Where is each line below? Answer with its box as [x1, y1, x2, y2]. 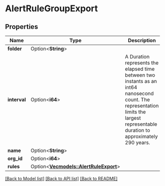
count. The [125, 96, 150, 103]
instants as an [125, 78, 157, 84]
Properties [5, 23, 38, 31]
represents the [125, 59, 159, 66]
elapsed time [125, 66, 155, 72]
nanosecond [125, 90, 154, 97]
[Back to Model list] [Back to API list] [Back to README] [5, 176, 118, 182]
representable [125, 121, 158, 128]
